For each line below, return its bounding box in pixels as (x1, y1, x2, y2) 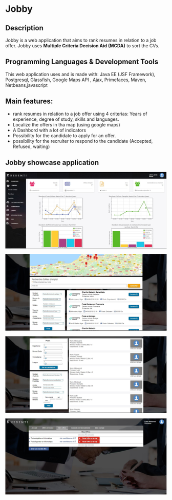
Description (5, 24, 44, 32)
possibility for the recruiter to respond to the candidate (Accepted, (12, 138, 153, 144)
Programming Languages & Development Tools (5, 58, 159, 66)
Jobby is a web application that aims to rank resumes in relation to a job (5, 37, 157, 43)
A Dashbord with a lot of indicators (12, 127, 86, 133)
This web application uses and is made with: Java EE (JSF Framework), (5, 71, 156, 77)
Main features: (5, 97, 53, 106)
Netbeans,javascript (5, 82, 48, 88)
